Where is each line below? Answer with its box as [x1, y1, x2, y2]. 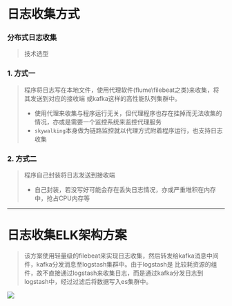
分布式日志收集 [7, 32, 57, 42]
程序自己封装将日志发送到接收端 [23, 171, 115, 180]
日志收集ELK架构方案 [7, 227, 127, 243]
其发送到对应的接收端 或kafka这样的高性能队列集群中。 [23, 94, 182, 102]
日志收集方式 [7, 6, 81, 22]
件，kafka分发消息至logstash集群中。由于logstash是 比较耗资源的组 [23, 260, 217, 269]
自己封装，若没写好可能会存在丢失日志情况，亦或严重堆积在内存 [34, 186, 216, 194]
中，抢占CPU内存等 [34, 194, 90, 202]
